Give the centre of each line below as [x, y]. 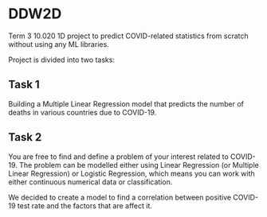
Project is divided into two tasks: [62, 60]
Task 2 [25, 137]
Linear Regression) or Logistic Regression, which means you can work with [132, 173]
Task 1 [24, 85]
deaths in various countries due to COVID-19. [82, 112]
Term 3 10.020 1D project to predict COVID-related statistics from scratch [128, 36]
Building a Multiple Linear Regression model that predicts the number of [126, 103]
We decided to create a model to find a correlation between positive [120, 197]
